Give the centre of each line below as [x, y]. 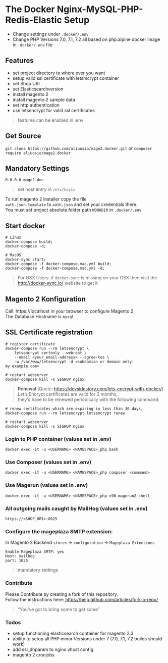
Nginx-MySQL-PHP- [100, 9]
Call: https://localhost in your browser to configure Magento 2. [70, 311]
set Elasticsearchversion [38, 89]
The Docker [30, 9]
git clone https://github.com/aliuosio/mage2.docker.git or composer [79, 148]
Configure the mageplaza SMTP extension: [59, 531]
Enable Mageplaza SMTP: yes [35, 552]
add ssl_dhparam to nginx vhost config [53, 649]
